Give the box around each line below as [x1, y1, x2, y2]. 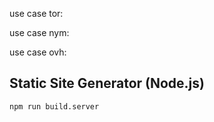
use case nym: [9, 27, 70, 38]
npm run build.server [9, 101, 100, 112]
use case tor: [9, 8, 64, 19]
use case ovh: [9, 46, 67, 58]
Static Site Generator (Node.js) [9, 75, 205, 92]
